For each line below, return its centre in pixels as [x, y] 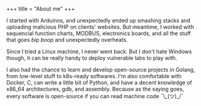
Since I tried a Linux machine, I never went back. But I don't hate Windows [99, 51]
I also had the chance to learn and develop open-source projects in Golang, [101, 70]
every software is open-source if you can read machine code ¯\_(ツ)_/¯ [95, 96]
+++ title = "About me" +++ [41, 9]
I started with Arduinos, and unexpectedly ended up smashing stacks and [98, 20]
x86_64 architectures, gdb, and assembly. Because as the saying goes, [95, 89]
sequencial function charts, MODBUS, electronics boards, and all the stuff [99, 33]
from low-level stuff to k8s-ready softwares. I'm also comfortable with [94, 76]
